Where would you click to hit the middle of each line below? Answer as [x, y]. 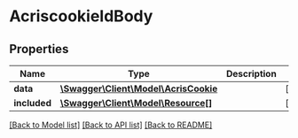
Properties [39, 49]
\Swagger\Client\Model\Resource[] [136, 103]
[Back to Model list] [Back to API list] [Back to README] [111, 125]
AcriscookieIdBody [81, 16]
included [32, 103]
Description [251, 74]
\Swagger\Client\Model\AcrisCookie [139, 88]
